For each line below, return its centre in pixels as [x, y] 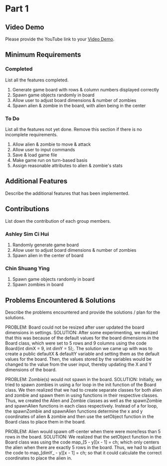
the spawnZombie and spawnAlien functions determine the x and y [74, 411]
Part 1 [17, 9]
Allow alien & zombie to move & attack [52, 144]
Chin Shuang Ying [27, 268]
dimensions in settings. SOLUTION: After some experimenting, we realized [82, 333]
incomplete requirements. [32, 134]
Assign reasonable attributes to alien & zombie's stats [68, 165]
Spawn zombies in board [38, 285]
